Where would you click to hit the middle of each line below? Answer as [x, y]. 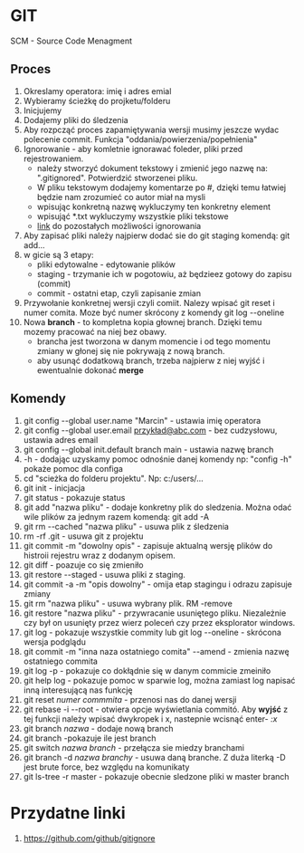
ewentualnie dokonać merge [90, 370]
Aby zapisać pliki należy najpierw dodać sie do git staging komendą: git [157, 235]
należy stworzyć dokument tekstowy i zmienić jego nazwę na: [152, 168]
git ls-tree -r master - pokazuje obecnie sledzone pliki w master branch [156, 776]
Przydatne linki [68, 813]
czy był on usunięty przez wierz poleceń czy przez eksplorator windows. [159, 622]
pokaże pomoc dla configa [73, 468]
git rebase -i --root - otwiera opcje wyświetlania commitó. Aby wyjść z [156, 709]
